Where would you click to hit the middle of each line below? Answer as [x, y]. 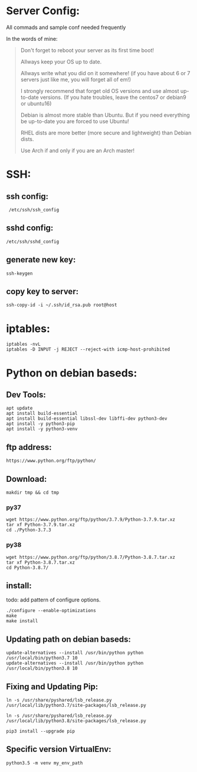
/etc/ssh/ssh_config [34, 210]
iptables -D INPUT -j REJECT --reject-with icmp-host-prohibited [88, 350]
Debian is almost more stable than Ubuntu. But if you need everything [105, 115]
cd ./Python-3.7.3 [29, 530]
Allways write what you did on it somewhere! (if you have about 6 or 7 [105, 73]
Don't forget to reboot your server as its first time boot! [87, 50]
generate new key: [41, 260]
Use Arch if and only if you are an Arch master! [77, 150]
